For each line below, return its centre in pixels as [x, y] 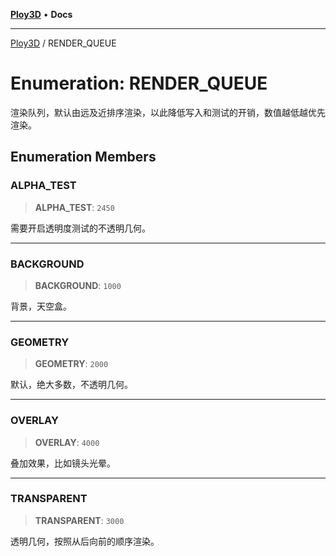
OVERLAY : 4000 [67, 442]
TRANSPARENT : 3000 [79, 520]
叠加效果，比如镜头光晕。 [63, 463]
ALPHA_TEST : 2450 [74, 207]
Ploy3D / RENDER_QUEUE [63, 43]
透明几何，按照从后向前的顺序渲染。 [85, 541]
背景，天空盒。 [41, 306]
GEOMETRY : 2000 [71, 364]
